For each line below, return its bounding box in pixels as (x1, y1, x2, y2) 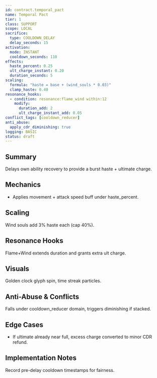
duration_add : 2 (18, 106, 53, 111)
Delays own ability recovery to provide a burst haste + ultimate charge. (5, 166, 152, 172)
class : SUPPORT (5, 21, 37, 27)
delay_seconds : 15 (10, 40, 49, 45)
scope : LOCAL (5, 26, 33, 31)
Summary (5, 152, 37, 161)
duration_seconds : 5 (10, 73, 53, 78)
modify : (14, 101, 30, 106)
